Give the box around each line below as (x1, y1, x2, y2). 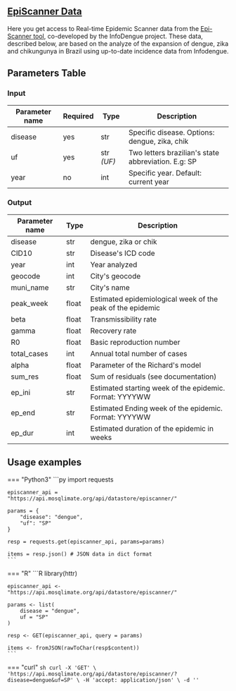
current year (129, 176, 170, 186)
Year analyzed (90, 259, 138, 269)
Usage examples (7, 456, 82, 468)
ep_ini (11, 387, 31, 397)
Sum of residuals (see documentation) (90, 372, 217, 381)
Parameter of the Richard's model (90, 360, 202, 369)
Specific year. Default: (129, 168, 202, 178)
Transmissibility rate (90, 314, 157, 324)
